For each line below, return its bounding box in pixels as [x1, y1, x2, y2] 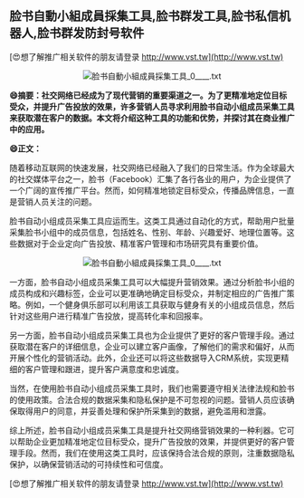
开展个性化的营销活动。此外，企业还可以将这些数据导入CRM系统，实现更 [9, 352, 281, 363]
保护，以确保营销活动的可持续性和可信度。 [9, 458, 168, 469]
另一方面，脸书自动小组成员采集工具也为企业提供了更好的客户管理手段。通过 [9, 330, 295, 340]
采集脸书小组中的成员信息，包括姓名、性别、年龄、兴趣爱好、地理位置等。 [9, 226, 287, 237]
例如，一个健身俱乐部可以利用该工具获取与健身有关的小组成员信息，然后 [24, 299, 295, 310]
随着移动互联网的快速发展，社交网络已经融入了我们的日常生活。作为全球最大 [9, 162, 295, 173]
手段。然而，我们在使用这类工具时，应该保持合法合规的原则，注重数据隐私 [16, 447, 295, 458]
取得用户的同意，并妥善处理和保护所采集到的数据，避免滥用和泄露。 [16, 406, 271, 417]
